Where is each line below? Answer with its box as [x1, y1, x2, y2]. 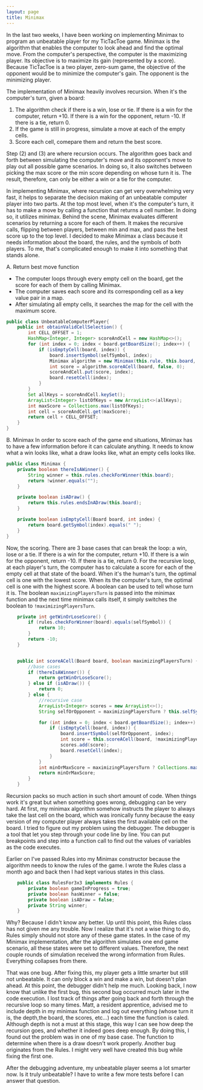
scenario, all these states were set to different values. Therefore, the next [6, 944, 189, 952]
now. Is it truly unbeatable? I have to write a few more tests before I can [6, 1071, 184, 1078]
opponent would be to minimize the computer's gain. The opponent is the [6, 70, 189, 77]
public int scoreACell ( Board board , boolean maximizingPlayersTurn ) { [17, 658, 199, 664]
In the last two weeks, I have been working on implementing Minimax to [6, 31, 184, 38]
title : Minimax [6, 15, 45, 21]
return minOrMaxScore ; [38, 770, 96, 776]
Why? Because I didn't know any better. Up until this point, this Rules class [6, 919, 192, 926]
